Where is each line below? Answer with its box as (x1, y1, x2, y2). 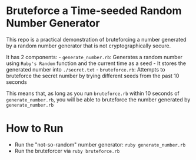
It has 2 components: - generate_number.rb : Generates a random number (6, 53, 183, 60)
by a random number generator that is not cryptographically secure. (6, 42, 171, 49)
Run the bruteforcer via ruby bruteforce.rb (14, 147, 120, 154)
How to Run (6, 122, 64, 135)
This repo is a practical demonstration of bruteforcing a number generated (6, 36, 187, 43)
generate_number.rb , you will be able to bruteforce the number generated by (6, 96, 191, 103)
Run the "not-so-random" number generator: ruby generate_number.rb (14, 141, 186, 148)
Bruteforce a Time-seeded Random (6, 4, 182, 18)
